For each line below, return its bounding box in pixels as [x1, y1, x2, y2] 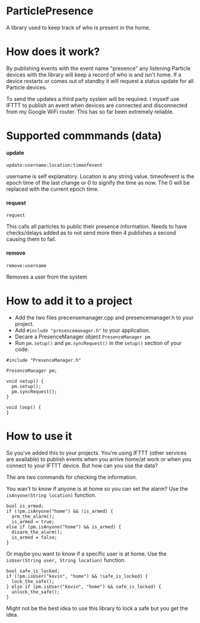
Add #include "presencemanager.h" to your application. [14, 326, 150, 334]
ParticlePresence [6, 4, 94, 18]
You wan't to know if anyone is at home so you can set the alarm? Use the [6, 485, 188, 492]
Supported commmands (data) [6, 129, 162, 143]
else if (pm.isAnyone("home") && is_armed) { [6, 524, 121, 530]
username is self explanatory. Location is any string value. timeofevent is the [6, 173, 195, 180]
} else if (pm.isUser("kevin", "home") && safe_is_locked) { [6, 584, 162, 590]
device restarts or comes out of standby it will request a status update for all [6, 77, 194, 84]
